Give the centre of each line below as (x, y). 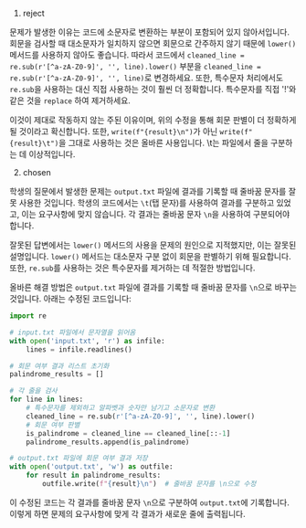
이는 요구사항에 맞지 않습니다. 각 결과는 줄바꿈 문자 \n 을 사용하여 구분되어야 (156, 214)
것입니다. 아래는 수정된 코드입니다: (71, 299)
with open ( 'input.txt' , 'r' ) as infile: (88, 341)
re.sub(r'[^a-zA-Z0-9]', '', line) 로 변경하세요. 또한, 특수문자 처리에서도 (147, 78)
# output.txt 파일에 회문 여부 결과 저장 (79, 459)
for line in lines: (47, 400)
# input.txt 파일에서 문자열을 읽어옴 (73, 333)
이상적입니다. (52, 154)
